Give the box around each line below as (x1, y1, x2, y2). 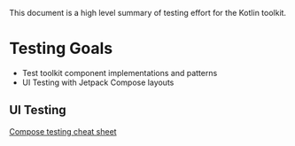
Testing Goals (9, 39, 113, 58)
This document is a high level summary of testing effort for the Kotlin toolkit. (9, 8, 286, 18)
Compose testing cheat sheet (9, 126, 117, 136)
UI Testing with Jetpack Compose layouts (21, 77, 175, 88)
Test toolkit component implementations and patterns (21, 67, 218, 78)
